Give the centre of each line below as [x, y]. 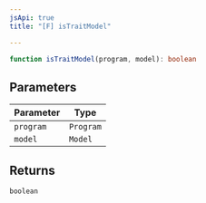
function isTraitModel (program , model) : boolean [103, 59]
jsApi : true [32, 18]
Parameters [43, 87]
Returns [33, 170]
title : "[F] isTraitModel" [60, 26]
